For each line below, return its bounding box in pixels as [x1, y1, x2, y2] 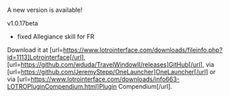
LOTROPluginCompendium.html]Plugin [7, 83, 117, 90]
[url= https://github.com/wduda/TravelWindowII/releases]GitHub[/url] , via [7, 61, 215, 68]
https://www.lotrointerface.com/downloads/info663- [30, 75, 180, 83]
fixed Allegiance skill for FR [17, 32, 95, 41]
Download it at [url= [7, 46, 64, 54]
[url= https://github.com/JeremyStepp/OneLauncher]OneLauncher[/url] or [7, 68, 216, 76]
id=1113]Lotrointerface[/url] [7, 53, 84, 61]
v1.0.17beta [7, 19, 39, 27]
